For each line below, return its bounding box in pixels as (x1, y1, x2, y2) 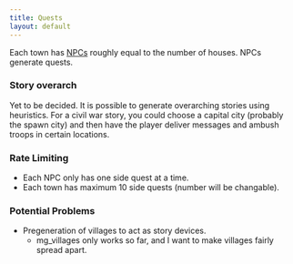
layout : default (9, 22, 71, 31)
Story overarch (9, 79, 77, 92)
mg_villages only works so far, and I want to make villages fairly (35, 235, 275, 246)
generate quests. (9, 56, 74, 67)
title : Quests (9, 13, 64, 23)
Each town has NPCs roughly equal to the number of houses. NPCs (9, 46, 262, 57)
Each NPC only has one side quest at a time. (22, 172, 189, 183)
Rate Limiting (9, 151, 69, 164)
